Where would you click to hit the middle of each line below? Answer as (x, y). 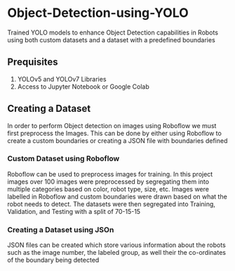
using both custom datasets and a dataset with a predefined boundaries (111, 39)
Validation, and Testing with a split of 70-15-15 (74, 211)
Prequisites (33, 62)
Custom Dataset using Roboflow (63, 158)
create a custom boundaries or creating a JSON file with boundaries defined (117, 140)
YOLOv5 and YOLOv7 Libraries (62, 79)
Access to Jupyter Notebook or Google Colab (83, 87)
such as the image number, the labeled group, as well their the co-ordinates (117, 253)
